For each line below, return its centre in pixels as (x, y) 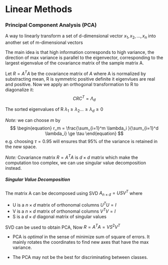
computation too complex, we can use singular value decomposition (76, 163)
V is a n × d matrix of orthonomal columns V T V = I (64, 211)
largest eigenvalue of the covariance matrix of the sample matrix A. (74, 63)
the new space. (21, 147)
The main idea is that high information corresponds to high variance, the (80, 52)
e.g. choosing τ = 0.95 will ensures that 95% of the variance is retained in (81, 142)
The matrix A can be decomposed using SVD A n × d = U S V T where (74, 193)
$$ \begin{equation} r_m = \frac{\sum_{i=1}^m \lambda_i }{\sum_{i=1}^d (84, 128)
